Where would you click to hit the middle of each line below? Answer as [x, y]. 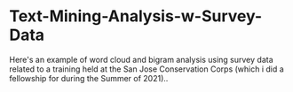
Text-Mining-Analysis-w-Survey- [136, 16]
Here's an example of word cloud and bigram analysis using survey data [141, 59]
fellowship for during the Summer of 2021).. [89, 78]
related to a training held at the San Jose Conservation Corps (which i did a [146, 69]
